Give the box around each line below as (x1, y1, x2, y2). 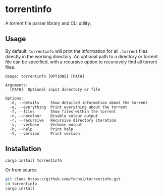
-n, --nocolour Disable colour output (10, 113, 98, 119)
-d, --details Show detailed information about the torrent (10, 100, 148, 105)
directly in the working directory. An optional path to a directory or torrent (5, 53, 158, 59)
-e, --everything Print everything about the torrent (10, 105, 128, 110)
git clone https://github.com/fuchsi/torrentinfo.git (5, 177, 121, 182)
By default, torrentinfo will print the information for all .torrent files (5, 48, 148, 54)
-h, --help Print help (10, 127, 73, 132)
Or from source (5, 167, 37, 173)
